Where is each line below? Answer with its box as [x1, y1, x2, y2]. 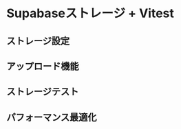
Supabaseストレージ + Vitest [6, 5, 175, 21]
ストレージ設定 [6, 35, 70, 47]
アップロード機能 [6, 60, 79, 72]
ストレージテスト [6, 86, 79, 97]
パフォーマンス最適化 [6, 111, 97, 123]
